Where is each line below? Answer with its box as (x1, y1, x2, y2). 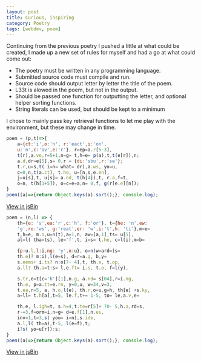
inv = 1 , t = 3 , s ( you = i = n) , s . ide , (17, 315, 96, 321)
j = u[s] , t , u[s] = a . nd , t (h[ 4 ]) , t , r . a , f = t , (17, 175, 129, 181)
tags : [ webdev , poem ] (6, 25, 61, 32)
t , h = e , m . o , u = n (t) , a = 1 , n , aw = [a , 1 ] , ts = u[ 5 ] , (17, 231, 134, 237)
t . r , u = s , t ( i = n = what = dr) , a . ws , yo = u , (17, 164, 118, 170)
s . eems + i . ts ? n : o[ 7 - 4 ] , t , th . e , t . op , (17, 259, 120, 265)
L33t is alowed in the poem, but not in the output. (15, 86, 138, 94)
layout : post (6, 8, 39, 15)
